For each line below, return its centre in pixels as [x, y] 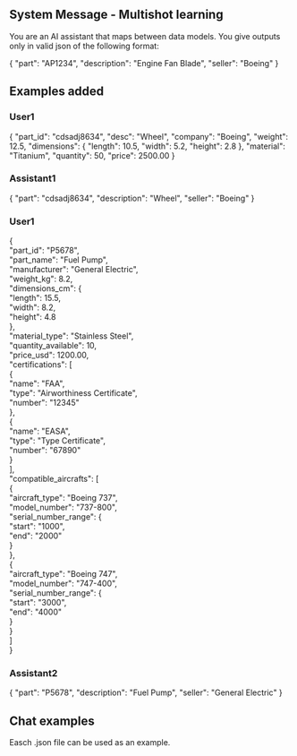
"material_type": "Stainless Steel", [72, 336]
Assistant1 [33, 178]
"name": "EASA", [40, 431]
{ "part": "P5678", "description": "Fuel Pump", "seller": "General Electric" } [146, 692]
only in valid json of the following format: [84, 46]
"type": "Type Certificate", [57, 441]
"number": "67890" [45, 451]
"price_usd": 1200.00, [49, 355]
